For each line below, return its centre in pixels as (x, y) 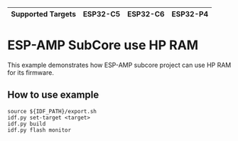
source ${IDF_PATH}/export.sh (52, 111)
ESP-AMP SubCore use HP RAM (103, 45)
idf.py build (27, 124)
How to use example (53, 95)
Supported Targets (44, 14)
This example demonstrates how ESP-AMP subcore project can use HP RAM (119, 65)
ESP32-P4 (190, 14)
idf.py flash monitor (39, 130)
